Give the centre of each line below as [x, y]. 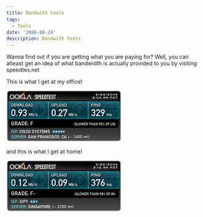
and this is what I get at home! [44, 152]
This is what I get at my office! [44, 82]
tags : [13, 19]
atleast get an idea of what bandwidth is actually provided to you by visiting [102, 64]
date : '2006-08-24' [31, 32]
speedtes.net [23, 70]
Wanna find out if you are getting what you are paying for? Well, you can [98, 57]
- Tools [22, 26]
